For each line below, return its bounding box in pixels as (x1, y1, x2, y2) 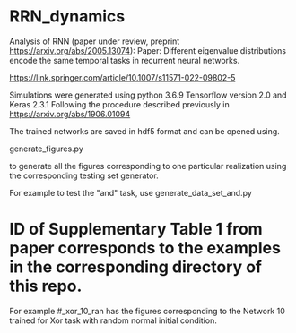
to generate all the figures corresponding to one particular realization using (9, 160, 287, 171)
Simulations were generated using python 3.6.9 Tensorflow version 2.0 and (9, 90, 287, 100)
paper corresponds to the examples (9, 238, 281, 259)
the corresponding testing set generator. (9, 170, 159, 181)
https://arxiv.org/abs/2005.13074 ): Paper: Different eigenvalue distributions (9, 45, 287, 55)
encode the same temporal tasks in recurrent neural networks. (9, 55, 240, 65)
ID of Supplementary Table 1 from (9, 219, 263, 239)
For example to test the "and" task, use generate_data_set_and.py (9, 187, 253, 198)
